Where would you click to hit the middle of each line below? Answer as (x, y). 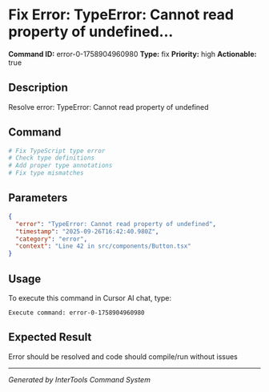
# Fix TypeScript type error (57, 151)
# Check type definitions (51, 158)
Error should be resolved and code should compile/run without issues (123, 356)
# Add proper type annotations (60, 166)
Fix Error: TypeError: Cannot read (121, 15)
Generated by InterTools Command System (79, 379)
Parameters (38, 198)
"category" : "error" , (52, 239)
